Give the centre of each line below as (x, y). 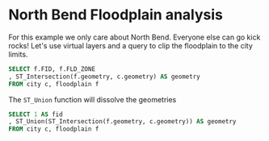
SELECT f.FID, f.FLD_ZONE (52, 69)
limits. (18, 54)
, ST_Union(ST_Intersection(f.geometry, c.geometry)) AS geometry (122, 122)
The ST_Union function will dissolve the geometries (92, 99)
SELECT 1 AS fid (36, 114)
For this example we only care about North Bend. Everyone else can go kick (134, 37)
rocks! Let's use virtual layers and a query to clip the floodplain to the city (130, 45)
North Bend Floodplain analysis (116, 15)
